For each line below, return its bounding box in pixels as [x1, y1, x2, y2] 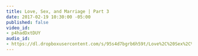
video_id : [6, 24, 31, 31]
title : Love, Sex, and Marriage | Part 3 [6, 8, 110, 15]
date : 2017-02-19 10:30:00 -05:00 [6, 14, 91, 20]
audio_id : [6, 36, 31, 41]
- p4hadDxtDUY [6, 30, 41, 36]
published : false [6, 19, 49, 25]
